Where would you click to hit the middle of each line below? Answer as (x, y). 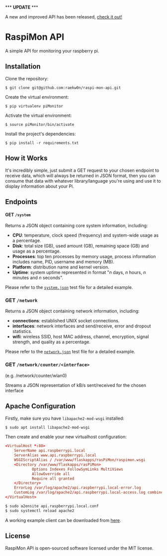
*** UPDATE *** (22, 7)
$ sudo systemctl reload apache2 (40, 511)
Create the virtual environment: (37, 97)
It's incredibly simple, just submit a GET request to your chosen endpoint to (82, 170)
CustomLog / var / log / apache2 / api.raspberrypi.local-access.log (80, 493)
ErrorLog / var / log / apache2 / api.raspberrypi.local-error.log (78, 488)
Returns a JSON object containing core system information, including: (77, 226)
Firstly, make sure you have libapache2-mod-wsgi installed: (65, 418)
